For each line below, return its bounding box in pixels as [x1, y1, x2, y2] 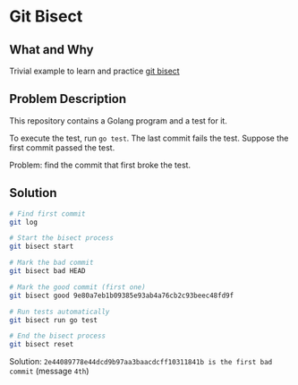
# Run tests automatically [9, 307, 110, 316]
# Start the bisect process [9, 234, 115, 243]
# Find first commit [9, 209, 87, 218]
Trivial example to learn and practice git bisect [9, 65, 181, 76]
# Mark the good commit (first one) [9, 282, 146, 292]
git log [9, 218, 38, 227]
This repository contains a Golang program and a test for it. [9, 115, 228, 126]
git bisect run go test [9, 315, 98, 324]
